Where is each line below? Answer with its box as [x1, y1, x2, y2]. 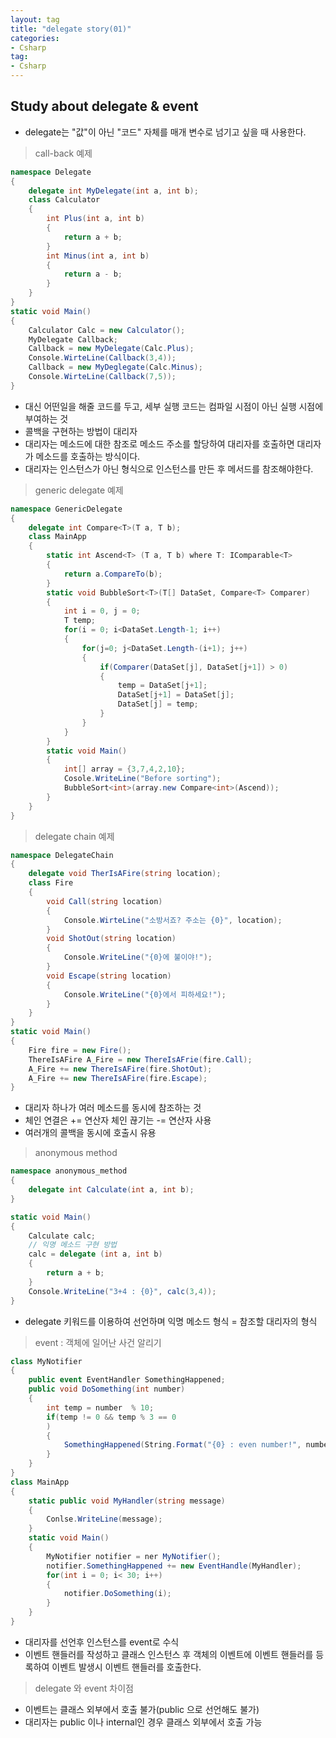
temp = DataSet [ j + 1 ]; [117, 681, 208, 691]
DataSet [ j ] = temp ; [117, 699, 199, 710]
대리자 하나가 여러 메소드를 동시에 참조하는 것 [24, 1102, 202, 1114]
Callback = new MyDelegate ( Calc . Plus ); [28, 344, 195, 354]
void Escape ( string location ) [46, 971, 172, 981]
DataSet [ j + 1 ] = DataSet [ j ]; [117, 690, 235, 700]
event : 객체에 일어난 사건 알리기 [34, 1336, 162, 1348]
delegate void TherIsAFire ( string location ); [28, 869, 222, 879]
